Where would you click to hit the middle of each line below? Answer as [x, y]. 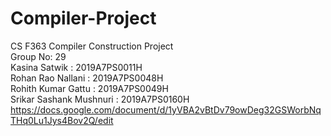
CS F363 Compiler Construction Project [92, 46]
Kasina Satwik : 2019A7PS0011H [76, 67]
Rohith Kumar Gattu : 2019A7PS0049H [89, 88]
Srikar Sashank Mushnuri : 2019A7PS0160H [100, 99]
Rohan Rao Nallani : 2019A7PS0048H [87, 78]
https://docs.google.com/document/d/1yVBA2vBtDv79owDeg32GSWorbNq [166, 109]
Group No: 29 [38, 56]
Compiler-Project [83, 18]
